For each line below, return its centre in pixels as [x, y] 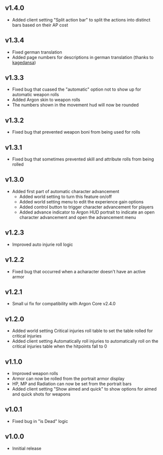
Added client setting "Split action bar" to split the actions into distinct [81, 20]
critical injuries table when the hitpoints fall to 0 [59, 346]
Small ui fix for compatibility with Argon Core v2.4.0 [64, 304]
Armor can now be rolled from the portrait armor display [68, 378]
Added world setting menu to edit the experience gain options [81, 201]
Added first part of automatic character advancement [66, 191]
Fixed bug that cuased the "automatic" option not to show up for [76, 89]
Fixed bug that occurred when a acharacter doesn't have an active [79, 271]
